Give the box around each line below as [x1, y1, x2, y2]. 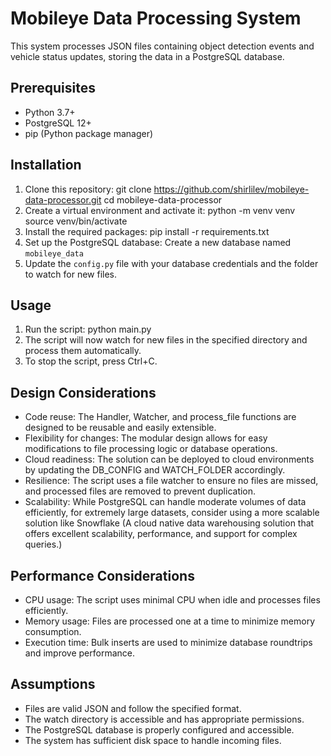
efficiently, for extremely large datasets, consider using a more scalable [24, 507, 320, 519]
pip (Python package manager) [24, 127, 154, 139]
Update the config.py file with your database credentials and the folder [24, 257, 319, 269]
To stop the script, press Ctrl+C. [24, 355, 158, 367]
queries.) [24, 538, 63, 551]
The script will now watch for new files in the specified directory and [24, 334, 308, 346]
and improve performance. [24, 647, 135, 659]
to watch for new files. [24, 268, 118, 280]
